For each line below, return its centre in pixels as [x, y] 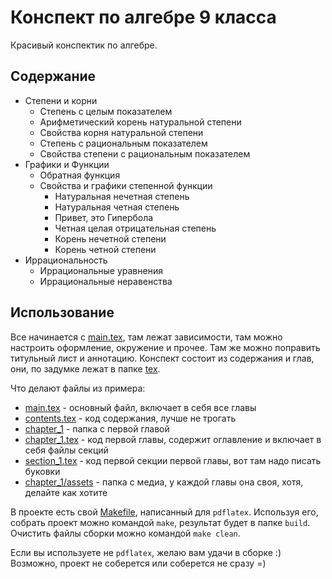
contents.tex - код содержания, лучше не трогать [130, 418]
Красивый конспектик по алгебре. [84, 45]
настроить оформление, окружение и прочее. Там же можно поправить [165, 347]
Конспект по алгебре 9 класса [143, 17]
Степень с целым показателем [106, 111]
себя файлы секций [66, 450]
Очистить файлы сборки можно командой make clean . [125, 533]
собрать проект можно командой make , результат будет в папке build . [160, 522]
